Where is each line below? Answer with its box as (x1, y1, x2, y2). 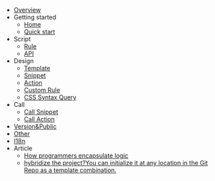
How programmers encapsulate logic (23, 152, 129, 160)
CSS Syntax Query (23, 93, 77, 101)
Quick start (23, 27, 55, 36)
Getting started (13, 13, 57, 21)
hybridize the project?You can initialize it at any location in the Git (23, 159, 208, 167)
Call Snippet (23, 108, 58, 116)
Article (13, 144, 33, 152)
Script (13, 35, 31, 43)
